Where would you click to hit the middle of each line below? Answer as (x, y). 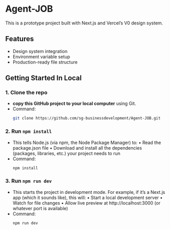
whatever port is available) (40, 208)
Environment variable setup (41, 56)
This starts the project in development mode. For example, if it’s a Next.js (89, 192)
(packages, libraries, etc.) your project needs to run (66, 153)
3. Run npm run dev (29, 181)
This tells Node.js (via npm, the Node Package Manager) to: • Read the (87, 142)
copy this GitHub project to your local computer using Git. (74, 104)
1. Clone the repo (26, 93)
